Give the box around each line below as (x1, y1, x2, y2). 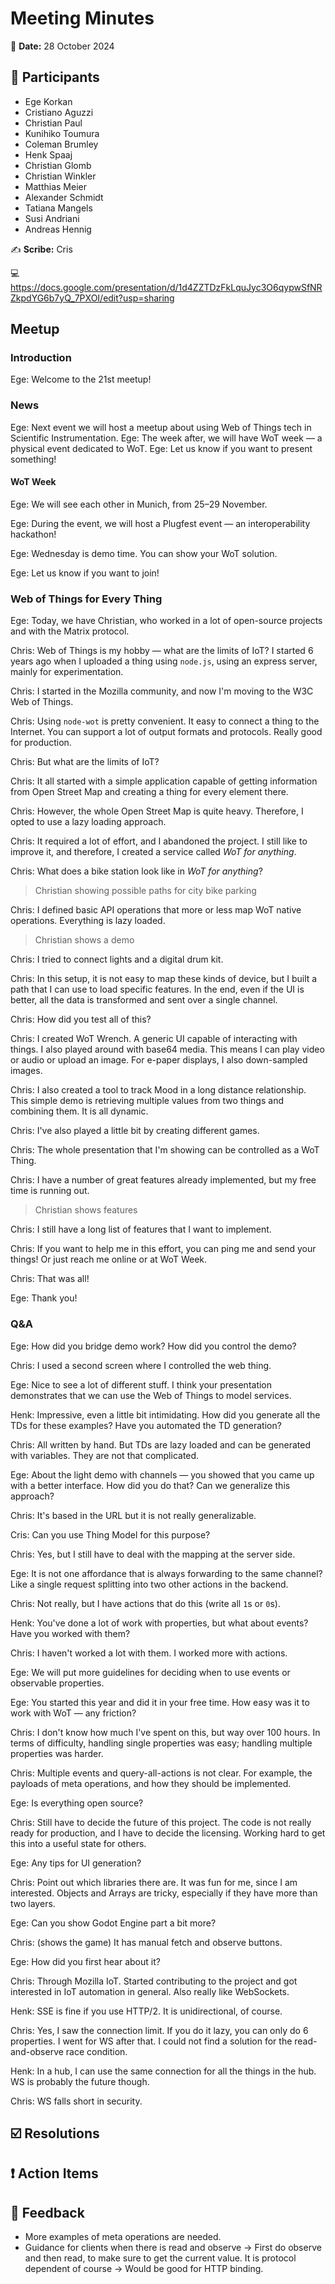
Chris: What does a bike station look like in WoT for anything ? (10, 865, 263, 877)
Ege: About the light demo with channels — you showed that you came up (10, 1468, 315, 1481)
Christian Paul (24, 117, 83, 129)
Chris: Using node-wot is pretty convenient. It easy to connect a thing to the (10, 715, 320, 727)
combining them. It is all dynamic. (10, 1105, 149, 1117)
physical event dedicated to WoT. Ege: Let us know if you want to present (10, 442, 313, 454)
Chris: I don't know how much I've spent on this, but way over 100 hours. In (10, 1726, 321, 1738)
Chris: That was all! (10, 1273, 90, 1285)
